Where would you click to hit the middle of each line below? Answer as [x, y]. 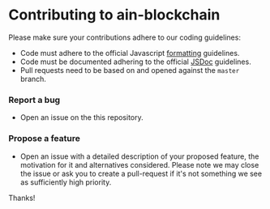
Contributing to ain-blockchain [114, 15]
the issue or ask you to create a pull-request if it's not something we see [141, 173]
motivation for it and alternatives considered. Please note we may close [139, 164]
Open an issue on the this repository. [81, 117]
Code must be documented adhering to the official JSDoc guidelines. [135, 62]
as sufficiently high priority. [66, 182]
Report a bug [34, 100]
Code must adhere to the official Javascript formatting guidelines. [130, 53]
